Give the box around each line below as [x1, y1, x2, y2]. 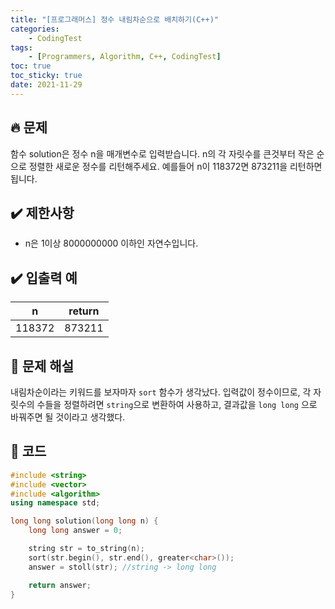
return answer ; [28, 580, 92, 590]
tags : [10, 42, 33, 53]
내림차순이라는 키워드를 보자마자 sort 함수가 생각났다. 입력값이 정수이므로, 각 [10, 386, 312, 398]
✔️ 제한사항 [10, 204, 75, 221]
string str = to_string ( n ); [28, 544, 145, 554]
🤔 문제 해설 [10, 357, 75, 375]
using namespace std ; [10, 498, 101, 508]
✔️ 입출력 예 [10, 269, 78, 286]
